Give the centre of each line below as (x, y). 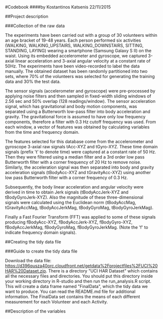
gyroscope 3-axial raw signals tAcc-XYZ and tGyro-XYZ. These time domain (81, 147)
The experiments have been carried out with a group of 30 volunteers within (81, 35)
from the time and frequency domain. (42, 132)
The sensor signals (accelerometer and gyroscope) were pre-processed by (80, 91)
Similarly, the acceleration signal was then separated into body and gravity (80, 167)
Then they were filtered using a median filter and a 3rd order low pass (75, 157)
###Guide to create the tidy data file (41, 251)
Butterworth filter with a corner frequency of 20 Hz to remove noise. (73, 162)
